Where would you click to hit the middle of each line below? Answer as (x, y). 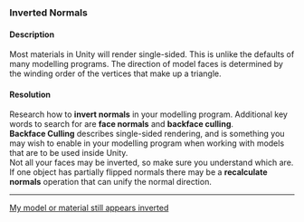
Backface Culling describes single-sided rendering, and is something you (147, 134)
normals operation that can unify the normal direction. (111, 182)
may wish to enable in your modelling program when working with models (147, 143)
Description (32, 34)
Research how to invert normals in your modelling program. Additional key (148, 114)
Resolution (30, 94)
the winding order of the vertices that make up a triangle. (115, 73)
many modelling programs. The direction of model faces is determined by (146, 64)
